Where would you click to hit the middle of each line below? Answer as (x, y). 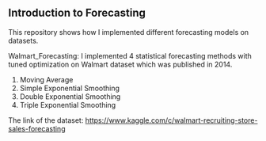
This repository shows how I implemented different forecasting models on (129, 32)
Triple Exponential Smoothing (68, 105)
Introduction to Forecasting (77, 13)
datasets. (23, 40)
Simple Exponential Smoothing (70, 88)
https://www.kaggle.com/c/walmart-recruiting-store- (171, 120)
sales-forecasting (37, 128)
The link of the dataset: (46, 120)
